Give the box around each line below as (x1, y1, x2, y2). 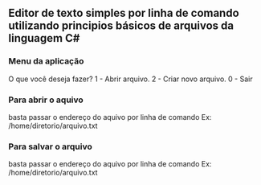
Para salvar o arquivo (8, 141, 92, 152)
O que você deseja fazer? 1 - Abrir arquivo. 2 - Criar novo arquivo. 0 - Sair (8, 74, 253, 84)
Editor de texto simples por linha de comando (8, 6, 239, 20)
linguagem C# (8, 31, 80, 45)
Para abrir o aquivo (8, 94, 84, 105)
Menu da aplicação (8, 55, 84, 67)
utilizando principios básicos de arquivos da (8, 19, 234, 33)
